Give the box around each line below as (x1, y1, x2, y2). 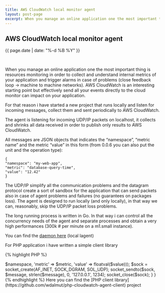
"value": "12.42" (5, 170, 41, 175)
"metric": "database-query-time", (5, 165, 76, 170)
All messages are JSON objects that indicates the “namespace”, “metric (5, 137, 150, 143)
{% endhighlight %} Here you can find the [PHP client (5, 277, 114, 283)
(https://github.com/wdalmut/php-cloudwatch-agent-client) (5, 282, 126, 288)
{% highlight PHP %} (5, 252, 48, 258)
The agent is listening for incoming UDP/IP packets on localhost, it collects (5, 117, 156, 123)
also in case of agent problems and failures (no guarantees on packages (5, 193, 152, 199)
